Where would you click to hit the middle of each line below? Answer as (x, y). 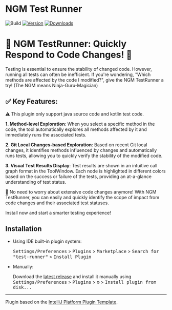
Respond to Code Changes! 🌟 (69, 55)
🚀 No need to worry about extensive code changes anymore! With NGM (81, 192)
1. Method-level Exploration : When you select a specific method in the (80, 124)
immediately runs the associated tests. (46, 134)
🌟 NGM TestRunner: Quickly (66, 44)
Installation (24, 229)
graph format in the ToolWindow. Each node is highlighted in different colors (85, 171)
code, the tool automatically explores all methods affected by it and (76, 129)
